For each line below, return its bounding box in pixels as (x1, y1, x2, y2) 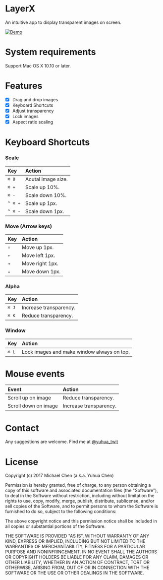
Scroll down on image (7, 402, 58, 409)
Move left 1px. (21, 252, 55, 258)
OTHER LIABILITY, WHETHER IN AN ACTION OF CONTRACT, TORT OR (5, 559, 150, 566)
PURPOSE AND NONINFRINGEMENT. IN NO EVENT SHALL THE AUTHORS (5, 549, 158, 555)
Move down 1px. (21, 268, 61, 275)
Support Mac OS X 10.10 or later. (5, 63, 71, 68)
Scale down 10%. (25, 192, 67, 198)
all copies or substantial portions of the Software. (5, 523, 106, 529)
